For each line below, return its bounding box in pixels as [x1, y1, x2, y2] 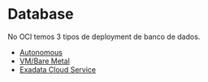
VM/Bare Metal [19, 56, 71, 66]
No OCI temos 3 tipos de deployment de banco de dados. [7, 32, 201, 41]
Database [7, 5, 74, 24]
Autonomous [19, 47, 63, 57]
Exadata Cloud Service [19, 64, 97, 74]
